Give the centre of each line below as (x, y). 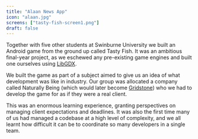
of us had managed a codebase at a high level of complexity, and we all (93, 118)
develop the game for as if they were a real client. (67, 94)
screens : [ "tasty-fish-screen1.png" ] (53, 22)
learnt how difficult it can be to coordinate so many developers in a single (96, 124)
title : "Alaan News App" (37, 12)
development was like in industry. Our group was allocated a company (92, 82)
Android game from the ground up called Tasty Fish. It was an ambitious (94, 51)
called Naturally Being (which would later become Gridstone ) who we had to (99, 88)
